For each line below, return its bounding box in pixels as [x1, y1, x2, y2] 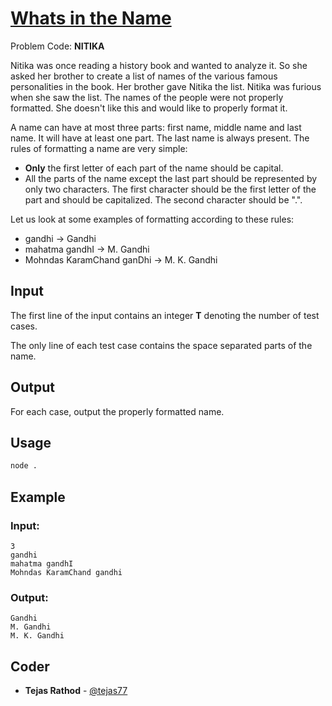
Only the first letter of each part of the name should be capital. [24, 162, 284, 174]
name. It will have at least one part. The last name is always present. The [10, 132, 310, 144]
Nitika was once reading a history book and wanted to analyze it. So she [10, 59, 308, 71]
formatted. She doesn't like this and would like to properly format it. [10, 102, 288, 114]
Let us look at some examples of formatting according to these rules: [10, 213, 295, 225]
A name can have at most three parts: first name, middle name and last [10, 121, 302, 133]
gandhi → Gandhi [24, 232, 97, 244]
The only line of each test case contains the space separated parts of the [10, 339, 313, 351]
